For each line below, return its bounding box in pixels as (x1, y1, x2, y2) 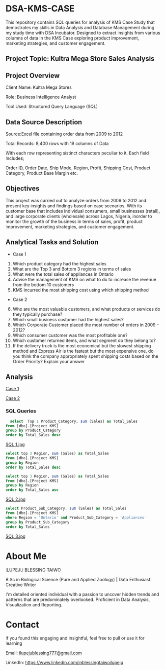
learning (5, 640, 23, 646)
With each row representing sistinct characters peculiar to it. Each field (5, 150, 149, 156)
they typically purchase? (12, 311, 63, 317)
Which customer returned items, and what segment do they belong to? (12, 337, 156, 343)
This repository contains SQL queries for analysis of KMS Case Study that (5, 19, 155, 25)
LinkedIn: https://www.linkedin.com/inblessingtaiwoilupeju (5, 660, 123, 666)
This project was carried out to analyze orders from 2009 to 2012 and (5, 197, 147, 203)
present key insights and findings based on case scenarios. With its (5, 203, 142, 209)
